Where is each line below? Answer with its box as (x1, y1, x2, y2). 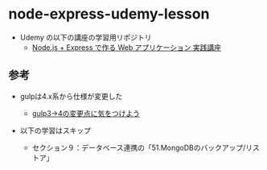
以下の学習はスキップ (19, 126, 91, 135)
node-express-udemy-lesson (8, 5, 210, 23)
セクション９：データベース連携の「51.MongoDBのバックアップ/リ (31, 143, 253, 152)
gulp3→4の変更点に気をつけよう (31, 108, 141, 118)
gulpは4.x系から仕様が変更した (19, 91, 123, 101)
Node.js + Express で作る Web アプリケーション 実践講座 (31, 42, 222, 52)
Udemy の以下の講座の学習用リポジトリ (19, 32, 152, 42)
